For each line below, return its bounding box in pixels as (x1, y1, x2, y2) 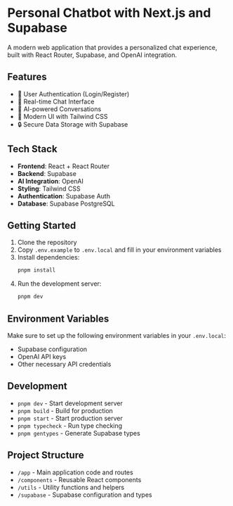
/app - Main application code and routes (17, 468, 133, 476)
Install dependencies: (17, 253, 80, 262)
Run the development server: (17, 279, 102, 288)
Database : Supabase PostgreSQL (17, 199, 115, 208)
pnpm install (17, 267, 56, 274)
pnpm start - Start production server (17, 414, 123, 422)
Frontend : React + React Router (17, 162, 110, 170)
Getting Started (7, 220, 76, 232)
